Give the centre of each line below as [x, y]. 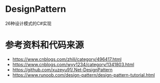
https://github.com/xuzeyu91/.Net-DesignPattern [63, 70]
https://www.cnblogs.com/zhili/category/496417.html [67, 59]
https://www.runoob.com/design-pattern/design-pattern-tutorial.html [84, 75]
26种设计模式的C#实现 [28, 23]
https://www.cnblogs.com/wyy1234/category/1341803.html [73, 64]
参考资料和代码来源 [45, 45]
